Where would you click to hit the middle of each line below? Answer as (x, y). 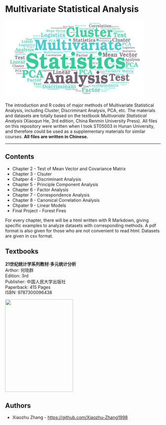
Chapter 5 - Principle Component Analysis (55, 184)
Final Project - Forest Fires (39, 210)
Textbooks (22, 251)
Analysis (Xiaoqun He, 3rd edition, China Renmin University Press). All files (81, 121)
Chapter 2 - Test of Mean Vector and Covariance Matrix (69, 168)
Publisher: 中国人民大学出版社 (35, 281)
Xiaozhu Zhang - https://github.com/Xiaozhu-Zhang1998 (70, 418)
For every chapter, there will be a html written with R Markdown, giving (77, 220)
